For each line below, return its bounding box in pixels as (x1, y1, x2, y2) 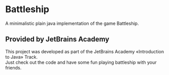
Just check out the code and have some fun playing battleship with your (5, 59, 157, 65)
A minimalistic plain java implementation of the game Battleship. (5, 20, 139, 26)
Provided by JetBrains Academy (5, 35, 109, 44)
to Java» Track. (5, 54, 38, 60)
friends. (5, 64, 22, 70)
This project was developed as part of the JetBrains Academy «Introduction (5, 48, 164, 54)
